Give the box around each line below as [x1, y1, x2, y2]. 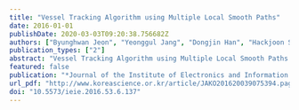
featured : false [9, 63, 69, 72]
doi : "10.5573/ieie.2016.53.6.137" [9, 87, 141, 96]
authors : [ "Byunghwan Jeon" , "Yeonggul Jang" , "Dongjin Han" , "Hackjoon [9, 37, 285, 47]
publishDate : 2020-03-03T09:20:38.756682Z [9, 29, 169, 38]
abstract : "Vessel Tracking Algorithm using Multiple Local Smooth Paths [9, 54, 289, 63]
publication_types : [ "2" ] [9, 46, 105, 55]
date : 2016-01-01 [9, 21, 74, 30]
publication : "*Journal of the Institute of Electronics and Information [9, 71, 289, 80]
